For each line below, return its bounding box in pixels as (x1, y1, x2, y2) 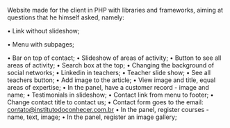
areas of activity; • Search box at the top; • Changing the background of (7, 61, 214, 69)
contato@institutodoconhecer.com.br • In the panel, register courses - (7, 106, 210, 113)
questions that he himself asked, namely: (7, 13, 125, 22)
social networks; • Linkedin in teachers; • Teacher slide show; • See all (7, 69, 211, 77)
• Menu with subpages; (7, 40, 74, 48)
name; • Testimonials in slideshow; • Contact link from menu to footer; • (7, 90, 214, 99)
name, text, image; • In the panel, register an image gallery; (7, 113, 177, 121)
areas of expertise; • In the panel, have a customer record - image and (7, 83, 210, 91)
